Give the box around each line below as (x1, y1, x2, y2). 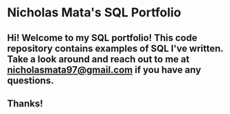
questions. (7, 74, 54, 86)
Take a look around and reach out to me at (7, 53, 190, 65)
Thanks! (7, 98, 43, 109)
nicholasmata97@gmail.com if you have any (7, 63, 201, 76)
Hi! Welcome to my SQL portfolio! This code (7, 32, 198, 44)
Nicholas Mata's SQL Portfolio (7, 5, 182, 20)
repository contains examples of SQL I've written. (7, 42, 224, 54)
